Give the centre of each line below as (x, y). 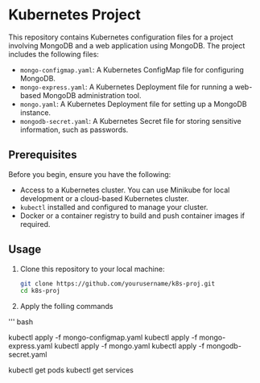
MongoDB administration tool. (93, 95)
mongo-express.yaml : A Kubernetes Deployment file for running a (126, 87)
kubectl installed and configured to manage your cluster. (114, 207)
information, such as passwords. (74, 130)
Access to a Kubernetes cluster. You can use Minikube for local (125, 190)
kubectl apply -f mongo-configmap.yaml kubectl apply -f (103, 338)
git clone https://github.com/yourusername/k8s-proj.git (118, 283)
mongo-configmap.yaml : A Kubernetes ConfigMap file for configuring (132, 69)
